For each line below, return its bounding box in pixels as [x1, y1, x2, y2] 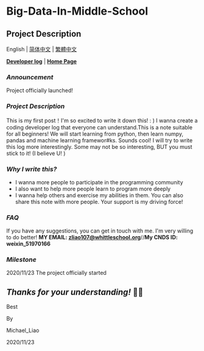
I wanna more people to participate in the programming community [15, 178, 184, 186]
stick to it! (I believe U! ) [6, 150, 66, 157]
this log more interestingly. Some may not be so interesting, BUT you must [6, 143, 193, 150]
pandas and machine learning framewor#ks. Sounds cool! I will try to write [6, 136, 193, 144]
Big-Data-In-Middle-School [6, 4, 149, 18]
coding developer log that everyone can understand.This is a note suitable [6, 123, 193, 131]
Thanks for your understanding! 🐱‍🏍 [6, 287, 144, 297]
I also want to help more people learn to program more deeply [15, 185, 171, 192]
